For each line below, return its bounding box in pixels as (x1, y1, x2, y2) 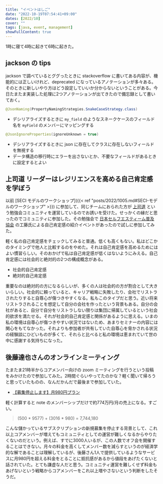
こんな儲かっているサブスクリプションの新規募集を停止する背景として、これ (5, 425, 158, 431)
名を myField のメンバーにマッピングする (12, 122, 94, 128)
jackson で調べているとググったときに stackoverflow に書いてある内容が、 (5, 73, 154, 78)
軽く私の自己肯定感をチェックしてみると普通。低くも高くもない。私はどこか (5, 238, 158, 244)
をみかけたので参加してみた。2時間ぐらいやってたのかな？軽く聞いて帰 (5, 373, 148, 379)
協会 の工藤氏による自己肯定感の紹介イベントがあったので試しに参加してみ (5, 222, 155, 228)
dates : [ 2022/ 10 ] (5, 16, 41, 21)
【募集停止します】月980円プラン (12, 390, 80, 395)
